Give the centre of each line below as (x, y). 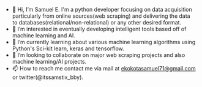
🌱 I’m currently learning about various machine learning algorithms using (104, 42)
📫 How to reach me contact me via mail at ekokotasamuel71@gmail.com (104, 68)
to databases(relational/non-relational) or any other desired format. (97, 22)
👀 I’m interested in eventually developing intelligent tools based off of (99, 29)
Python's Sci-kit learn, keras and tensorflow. (68, 48)
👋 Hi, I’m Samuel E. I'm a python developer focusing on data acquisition (102, 9)
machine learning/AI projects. (49, 62)
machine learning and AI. (43, 36)
